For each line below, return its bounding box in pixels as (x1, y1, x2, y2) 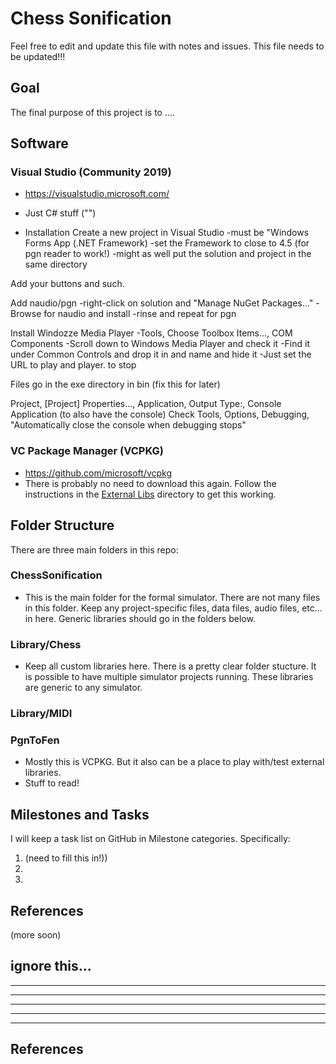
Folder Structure (10, 517, 115, 534)
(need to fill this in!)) (24, 852, 108, 864)
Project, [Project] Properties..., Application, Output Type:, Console (10, 398, 282, 410)
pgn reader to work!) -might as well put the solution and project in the (24, 248, 312, 260)
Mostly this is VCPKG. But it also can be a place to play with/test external (24, 756, 325, 768)
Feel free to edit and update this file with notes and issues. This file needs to (10, 40, 325, 52)
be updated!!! (10, 50, 66, 62)
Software (10, 135, 69, 152)
